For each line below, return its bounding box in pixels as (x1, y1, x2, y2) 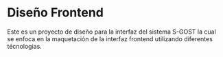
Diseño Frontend (7, 5, 104, 21)
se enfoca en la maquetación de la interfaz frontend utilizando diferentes (7, 34, 213, 43)
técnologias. (7, 42, 43, 50)
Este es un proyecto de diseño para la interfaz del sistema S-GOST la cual (7, 27, 216, 36)
